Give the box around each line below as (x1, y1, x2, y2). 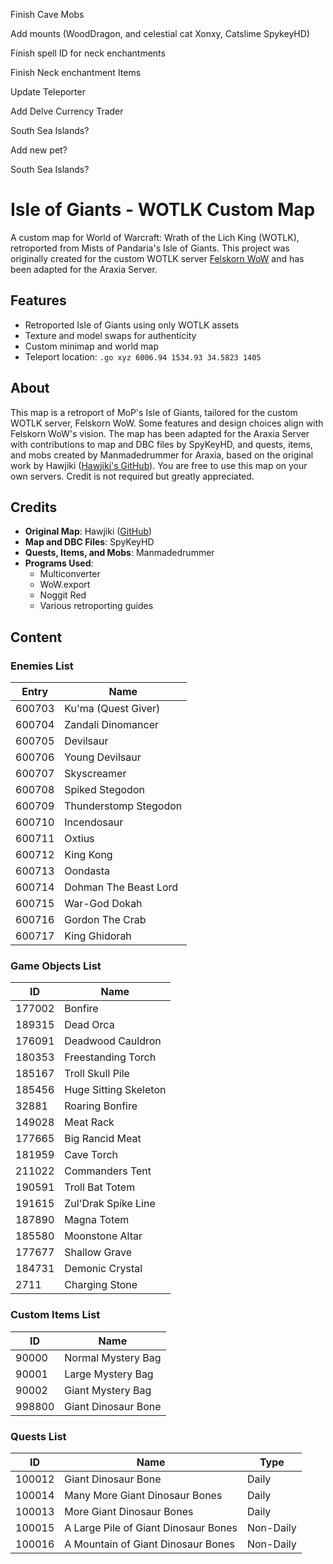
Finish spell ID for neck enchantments (10, 47, 166, 59)
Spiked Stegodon (64, 783, 145, 797)
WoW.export (39, 579, 91, 591)
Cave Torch (64, 1148, 119, 1162)
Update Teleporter (10, 86, 86, 98)
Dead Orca (64, 1018, 115, 1032)
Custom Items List (10, 1308, 101, 1322)
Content (10, 629, 63, 646)
